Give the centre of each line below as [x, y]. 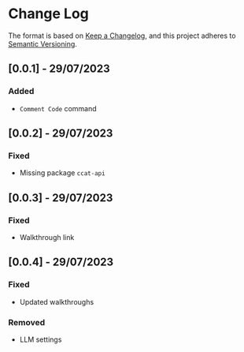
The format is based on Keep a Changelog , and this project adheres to [122, 36]
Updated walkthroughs [57, 301]
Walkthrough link [47, 237]
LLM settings [41, 339]
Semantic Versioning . [43, 43]
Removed [27, 322]
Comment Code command [58, 108]
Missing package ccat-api [62, 173]
